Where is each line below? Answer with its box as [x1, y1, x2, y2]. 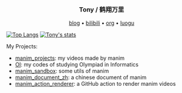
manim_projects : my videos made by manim [15, 54, 125, 62]
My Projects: [6, 43, 38, 50]
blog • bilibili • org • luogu [68, 19, 135, 27]
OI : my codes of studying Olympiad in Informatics [15, 61, 139, 68]
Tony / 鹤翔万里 [79, 5, 125, 13]
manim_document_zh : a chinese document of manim [15, 74, 147, 81]
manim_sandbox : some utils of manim [15, 68, 109, 75]
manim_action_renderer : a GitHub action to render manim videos [15, 80, 177, 88]
